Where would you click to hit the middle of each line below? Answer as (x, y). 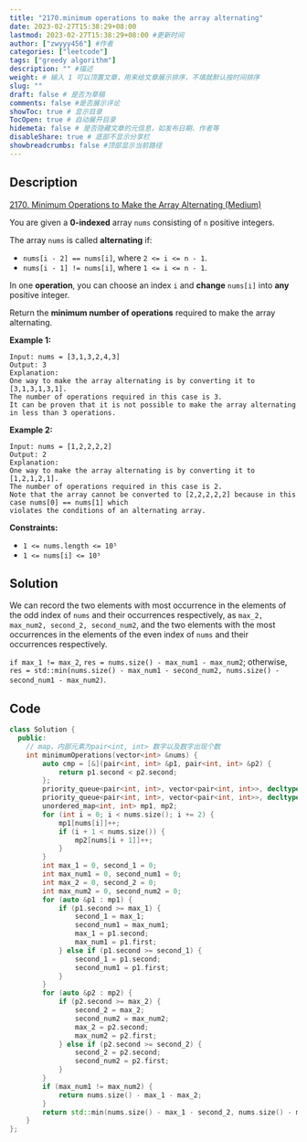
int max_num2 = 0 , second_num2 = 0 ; (112, 891)
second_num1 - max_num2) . (58, 680)
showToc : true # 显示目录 (56, 112)
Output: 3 (28, 365)
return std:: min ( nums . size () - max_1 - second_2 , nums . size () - (167, 1112)
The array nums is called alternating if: (81, 240)
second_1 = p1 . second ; (118, 959)
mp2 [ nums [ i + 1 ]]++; (114, 840)
